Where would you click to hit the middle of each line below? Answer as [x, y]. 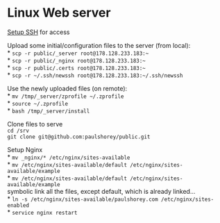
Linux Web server [59, 13]
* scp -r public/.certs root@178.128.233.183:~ [76, 67]
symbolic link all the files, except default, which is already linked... [101, 191]
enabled [18, 205]
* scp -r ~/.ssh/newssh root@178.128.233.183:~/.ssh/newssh [95, 75]
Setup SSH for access [39, 32]
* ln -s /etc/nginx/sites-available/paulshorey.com [83, 199]
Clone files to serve [35, 124]
